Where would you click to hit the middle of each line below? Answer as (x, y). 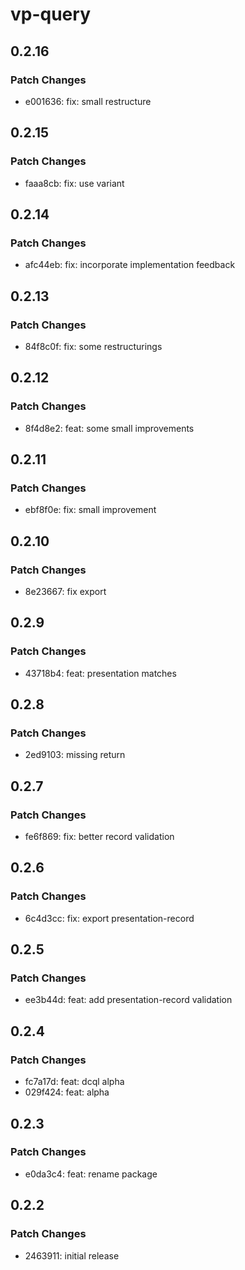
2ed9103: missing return (75, 755)
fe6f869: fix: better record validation (99, 837)
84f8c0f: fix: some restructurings (93, 346)
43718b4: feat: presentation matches (100, 673)
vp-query (50, 14)
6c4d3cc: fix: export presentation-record (109, 918)
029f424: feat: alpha (67, 1092)
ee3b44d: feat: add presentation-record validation (128, 1000)
